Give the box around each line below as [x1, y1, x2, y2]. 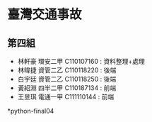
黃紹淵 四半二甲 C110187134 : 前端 [17, 84, 117, 92]
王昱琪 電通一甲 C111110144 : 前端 [17, 93, 115, 101]
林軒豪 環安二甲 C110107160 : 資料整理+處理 [17, 57, 145, 65]
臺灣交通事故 [7, 6, 83, 23]
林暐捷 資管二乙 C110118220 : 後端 [17, 66, 117, 74]
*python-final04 [7, 107, 54, 115]
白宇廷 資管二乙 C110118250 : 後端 [17, 75, 117, 83]
